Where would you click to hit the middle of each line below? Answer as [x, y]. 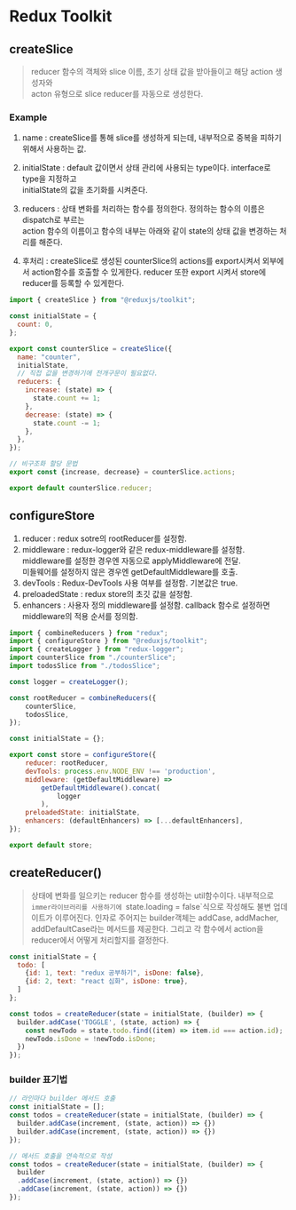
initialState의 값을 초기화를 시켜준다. [85, 190]
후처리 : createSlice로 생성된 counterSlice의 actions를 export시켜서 [141, 261]
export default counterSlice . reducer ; [81, 488]
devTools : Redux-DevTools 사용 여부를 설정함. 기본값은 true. [130, 583]
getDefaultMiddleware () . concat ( [101, 788]
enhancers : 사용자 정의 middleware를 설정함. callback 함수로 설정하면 [146, 605]
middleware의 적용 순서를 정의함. [80, 616]
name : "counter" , [49, 357]
